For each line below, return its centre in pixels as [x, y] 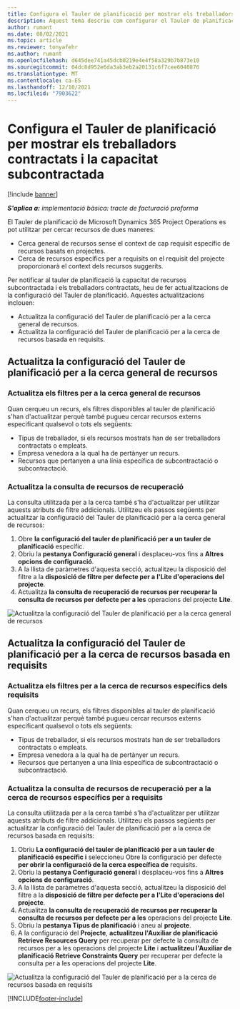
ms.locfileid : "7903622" [44, 94]
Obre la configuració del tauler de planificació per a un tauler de [114, 539]
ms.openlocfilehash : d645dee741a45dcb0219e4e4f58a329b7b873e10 [104, 61]
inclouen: [21, 303]
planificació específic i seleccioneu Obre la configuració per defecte [120, 857]
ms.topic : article [35, 41]
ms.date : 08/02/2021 [38, 34]
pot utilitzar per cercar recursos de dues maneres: [81, 230]
